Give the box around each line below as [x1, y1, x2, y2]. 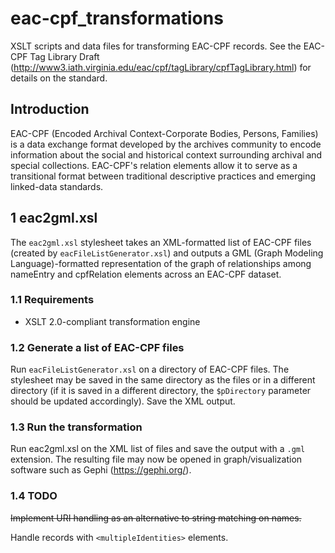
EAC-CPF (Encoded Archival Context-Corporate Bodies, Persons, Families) [10, 127, 319, 139]
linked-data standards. [10, 180, 104, 192]
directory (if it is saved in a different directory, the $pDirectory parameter [10, 385, 312, 397]
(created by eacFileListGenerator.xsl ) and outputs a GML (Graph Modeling [10, 247, 324, 259]
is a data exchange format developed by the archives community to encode [10, 138, 322, 150]
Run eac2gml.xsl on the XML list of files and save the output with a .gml [10, 443, 306, 455]
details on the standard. [10, 72, 108, 84]
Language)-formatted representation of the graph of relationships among [10, 257, 312, 269]
